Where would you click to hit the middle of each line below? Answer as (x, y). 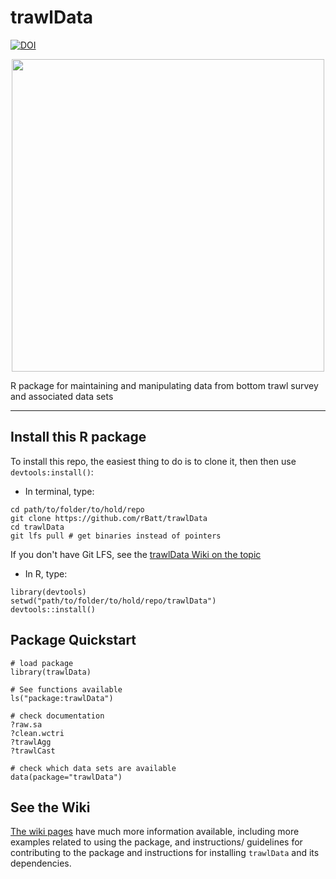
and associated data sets (62, 396)
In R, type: (46, 573)
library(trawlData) (51, 672)
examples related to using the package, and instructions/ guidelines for (156, 842)
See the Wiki (50, 807)
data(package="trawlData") (66, 777)
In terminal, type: (59, 491)
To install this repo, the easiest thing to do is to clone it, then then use (153, 461)
